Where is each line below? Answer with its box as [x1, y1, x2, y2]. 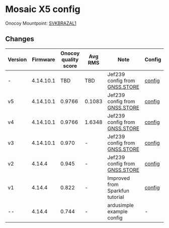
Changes [5, 35, 34, 43]
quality [61, 56, 79, 63]
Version [8, 56, 27, 63]
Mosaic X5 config [5, 4, 80, 15]
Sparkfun [107, 187, 130, 194]
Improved [107, 175, 130, 182]
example [107, 208, 128, 215]
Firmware [32, 56, 55, 63]
